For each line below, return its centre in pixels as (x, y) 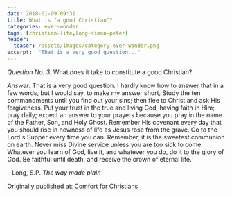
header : (18, 40)
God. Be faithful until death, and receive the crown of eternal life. (99, 159)
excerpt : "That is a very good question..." (74, 53)
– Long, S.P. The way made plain (54, 172)
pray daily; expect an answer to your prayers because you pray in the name (115, 114)
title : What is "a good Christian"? (60, 20)
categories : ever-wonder (43, 26)
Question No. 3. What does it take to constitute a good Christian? (100, 72)
